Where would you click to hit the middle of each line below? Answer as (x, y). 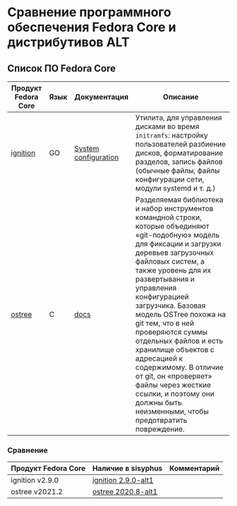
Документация (102, 97)
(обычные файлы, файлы (177, 170)
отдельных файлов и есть (179, 341)
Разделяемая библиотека (179, 200)
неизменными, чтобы (172, 411)
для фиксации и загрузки (178, 244)
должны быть (158, 403)
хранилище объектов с (175, 350)
